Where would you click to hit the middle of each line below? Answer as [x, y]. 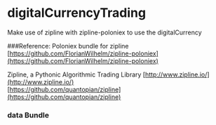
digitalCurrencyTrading [76, 13]
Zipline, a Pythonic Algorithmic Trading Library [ [76, 74]
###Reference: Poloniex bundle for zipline [68, 46]
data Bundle [28, 115]
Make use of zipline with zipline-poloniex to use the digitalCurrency [104, 32]
